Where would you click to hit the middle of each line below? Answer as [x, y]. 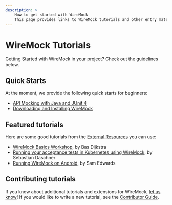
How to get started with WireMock [51, 15]
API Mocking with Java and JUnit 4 [50, 103]
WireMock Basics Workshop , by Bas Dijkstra [59, 147]
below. [12, 65]
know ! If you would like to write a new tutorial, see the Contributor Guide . [82, 197]
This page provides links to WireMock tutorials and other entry [86, 19]
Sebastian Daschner [34, 157]
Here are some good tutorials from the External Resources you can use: [81, 137]
